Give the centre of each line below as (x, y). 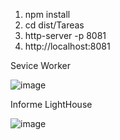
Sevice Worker (40, 65)
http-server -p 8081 (65, 35)
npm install (47, 14)
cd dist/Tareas (54, 25)
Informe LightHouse (51, 104)
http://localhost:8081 (67, 46)
